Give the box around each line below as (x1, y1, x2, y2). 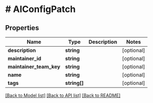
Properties (5, 24, 39, 32)
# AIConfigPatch (5, 4, 76, 15)
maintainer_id (8, 55, 42, 62)
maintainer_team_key (8, 63, 60, 70)
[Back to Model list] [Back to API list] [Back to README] (5, 92, 121, 98)
